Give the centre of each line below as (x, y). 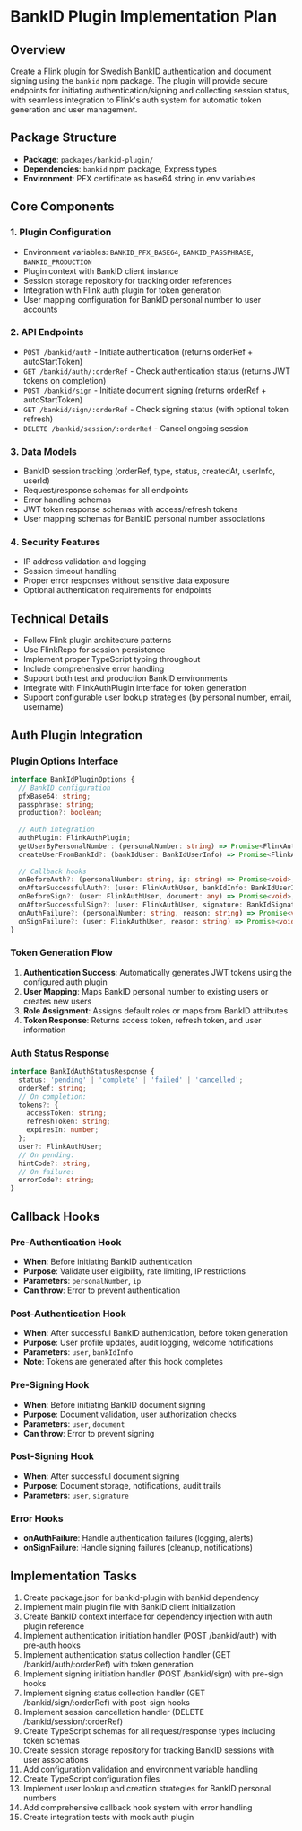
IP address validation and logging (85, 562)
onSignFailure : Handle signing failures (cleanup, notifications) (138, 1548)
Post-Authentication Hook (69, 1314)
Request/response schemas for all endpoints (106, 491)
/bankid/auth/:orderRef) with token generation (108, 1664)
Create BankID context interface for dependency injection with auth (147, 1616)
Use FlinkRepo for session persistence (94, 650)
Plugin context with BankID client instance (101, 270)
